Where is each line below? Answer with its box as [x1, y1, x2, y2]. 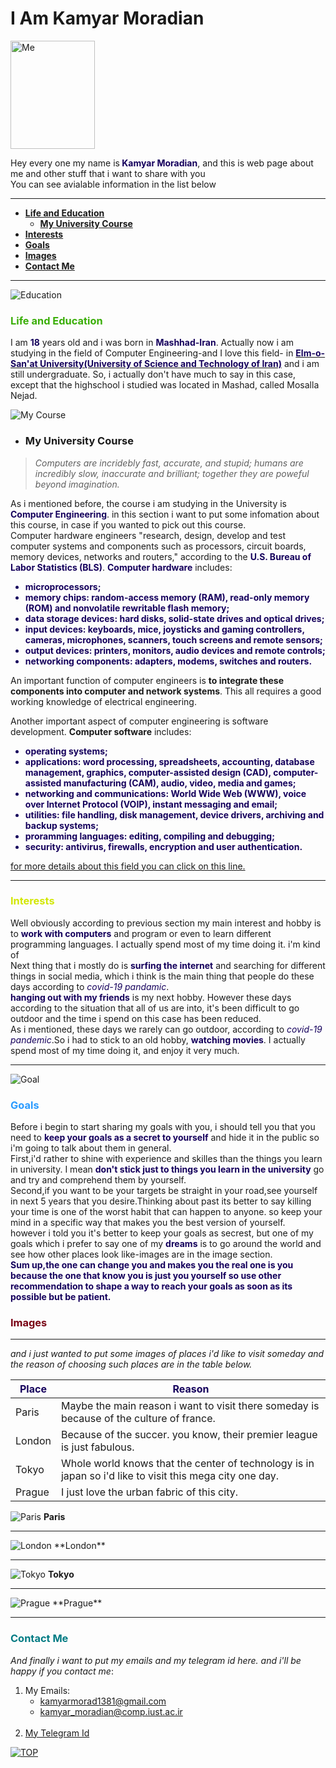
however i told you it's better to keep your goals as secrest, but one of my [10, 1227, 314, 1239]
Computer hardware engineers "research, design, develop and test [10, 529, 286, 541]
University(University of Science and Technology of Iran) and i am [39, 358, 320, 370]
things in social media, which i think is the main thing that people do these [10, 970, 315, 982]
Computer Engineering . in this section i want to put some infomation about [10, 508, 320, 520]
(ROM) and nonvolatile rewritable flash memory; [24, 602, 230, 614]
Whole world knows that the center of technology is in [60, 1457, 315, 1471]
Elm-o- [295, 347, 326, 359]
